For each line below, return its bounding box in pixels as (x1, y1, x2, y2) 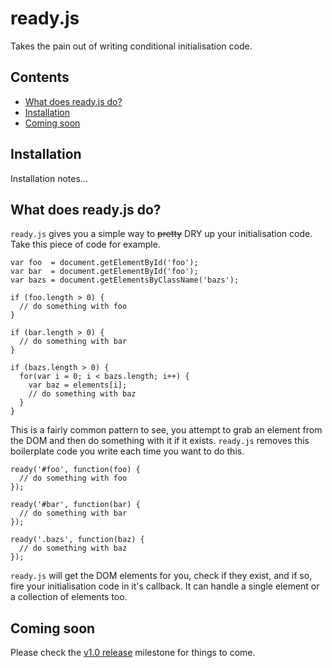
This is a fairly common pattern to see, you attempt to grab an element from (10, 424, 323, 436)
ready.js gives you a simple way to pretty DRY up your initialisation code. (10, 228, 313, 240)
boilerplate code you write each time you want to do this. (10, 445, 245, 457)
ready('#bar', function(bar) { (10, 500, 141, 510)
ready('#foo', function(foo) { (10, 465, 141, 475)
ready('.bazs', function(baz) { (10, 535, 145, 545)
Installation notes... (10, 172, 88, 184)
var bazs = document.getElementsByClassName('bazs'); (10, 275, 240, 286)
